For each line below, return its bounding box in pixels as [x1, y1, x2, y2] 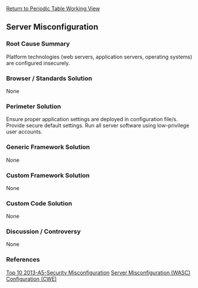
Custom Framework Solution [6, 171, 90, 179]
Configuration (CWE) [6, 275, 57, 282]
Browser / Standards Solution [6, 74, 93, 82]
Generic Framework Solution [6, 143, 90, 151]
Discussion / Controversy [6, 227, 81, 235]
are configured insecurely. [6, 59, 70, 67]
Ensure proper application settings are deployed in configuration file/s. [6, 116, 178, 123]
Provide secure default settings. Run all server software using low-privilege [6, 122, 190, 129]
